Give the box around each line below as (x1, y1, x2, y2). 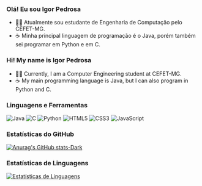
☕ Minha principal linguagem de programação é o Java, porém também (15, 32, 196, 40)
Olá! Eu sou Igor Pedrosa (6, 5, 81, 13)
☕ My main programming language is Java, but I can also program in (15, 77, 189, 84)
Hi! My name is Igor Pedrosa (6, 56, 92, 65)
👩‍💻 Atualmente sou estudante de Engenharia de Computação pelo (15, 19, 182, 26)
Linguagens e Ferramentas (6, 101, 88, 109)
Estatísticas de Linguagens (6, 159, 89, 168)
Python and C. (15, 85, 52, 93)
